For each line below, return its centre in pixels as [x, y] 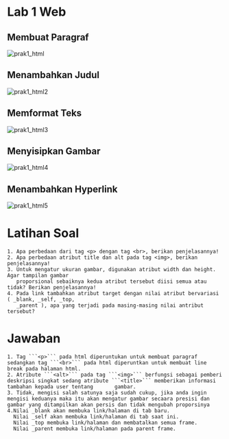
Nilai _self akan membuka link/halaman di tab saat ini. [96, 417]
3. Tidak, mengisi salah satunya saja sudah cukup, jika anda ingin [107, 393]
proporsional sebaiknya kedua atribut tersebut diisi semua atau [111, 281]
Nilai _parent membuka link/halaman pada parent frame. [95, 429]
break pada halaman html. [44, 369]
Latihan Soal [43, 233]
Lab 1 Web [37, 12]
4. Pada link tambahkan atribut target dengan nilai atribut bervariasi [113, 294]
